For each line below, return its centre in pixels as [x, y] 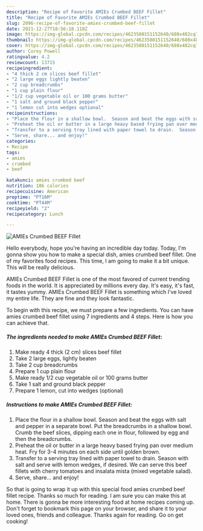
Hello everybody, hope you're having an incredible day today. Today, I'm [96, 248]
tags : [13, 152]
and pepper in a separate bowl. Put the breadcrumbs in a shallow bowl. [104, 426]
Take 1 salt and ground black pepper [60, 384]
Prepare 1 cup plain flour [46, 371]
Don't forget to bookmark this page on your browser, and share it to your [97, 509]
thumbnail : [20, 40]
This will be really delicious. [41, 267]
